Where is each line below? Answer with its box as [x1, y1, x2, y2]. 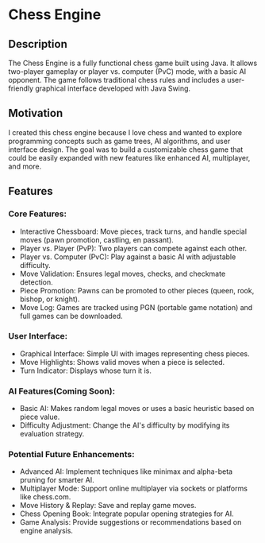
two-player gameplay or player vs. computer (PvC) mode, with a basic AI [8, 67, 247, 76]
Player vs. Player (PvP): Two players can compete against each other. [19, 243, 248, 253]
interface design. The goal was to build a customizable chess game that [8, 145, 244, 154]
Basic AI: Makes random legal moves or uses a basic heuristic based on [19, 404, 255, 413]
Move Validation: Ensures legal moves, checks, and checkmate [19, 269, 226, 278]
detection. [19, 277, 53, 287]
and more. [8, 161, 42, 171]
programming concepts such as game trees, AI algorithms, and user [8, 136, 231, 145]
